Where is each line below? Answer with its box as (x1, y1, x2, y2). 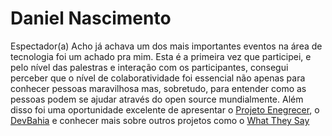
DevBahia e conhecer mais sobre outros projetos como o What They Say (10, 114, 310, 126)
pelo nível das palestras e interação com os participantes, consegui (10, 61, 289, 73)
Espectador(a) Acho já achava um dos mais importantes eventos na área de (10, 40, 323, 52)
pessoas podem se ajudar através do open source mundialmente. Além (10, 93, 304, 105)
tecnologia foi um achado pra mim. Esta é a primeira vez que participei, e (10, 50, 312, 62)
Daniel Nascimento (10, 7, 172, 30)
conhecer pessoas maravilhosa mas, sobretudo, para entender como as (10, 82, 307, 94)
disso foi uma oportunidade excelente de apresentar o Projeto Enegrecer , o (10, 103, 320, 116)
